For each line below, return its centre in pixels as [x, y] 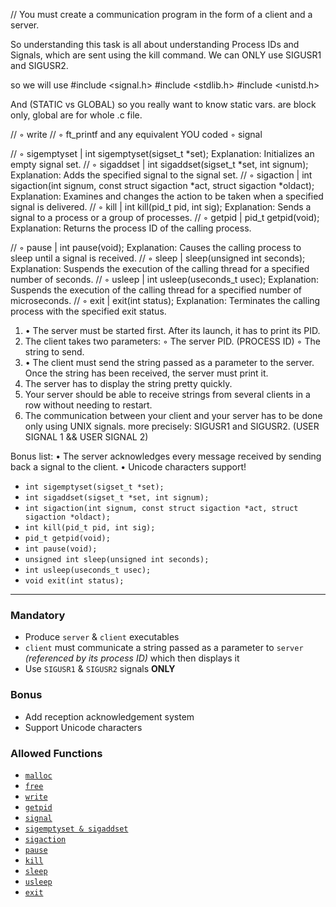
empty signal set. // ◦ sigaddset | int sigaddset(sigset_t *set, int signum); [159, 164]
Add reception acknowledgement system [109, 716]
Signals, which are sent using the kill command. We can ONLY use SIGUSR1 [166, 55]
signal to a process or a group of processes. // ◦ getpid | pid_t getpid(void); [165, 217]
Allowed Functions [56, 753]
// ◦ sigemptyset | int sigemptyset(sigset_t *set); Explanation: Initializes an [162, 153]
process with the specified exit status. [88, 311]
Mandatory [38, 615]
